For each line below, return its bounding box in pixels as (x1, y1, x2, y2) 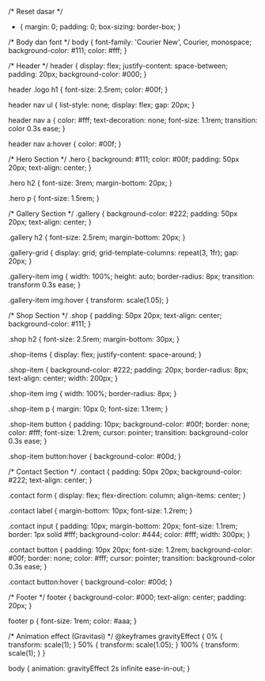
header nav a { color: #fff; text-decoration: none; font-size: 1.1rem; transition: (8, 115, 258, 125)
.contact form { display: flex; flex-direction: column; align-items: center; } (8, 490, 247, 500)
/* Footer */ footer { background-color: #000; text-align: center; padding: (8, 592, 247, 602)
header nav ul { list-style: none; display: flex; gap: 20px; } (8, 100, 195, 109)
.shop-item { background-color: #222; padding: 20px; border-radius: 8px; (8, 365, 249, 374)
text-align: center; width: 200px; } (8, 373, 119, 383)
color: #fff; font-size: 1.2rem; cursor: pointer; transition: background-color (8, 428, 248, 437)
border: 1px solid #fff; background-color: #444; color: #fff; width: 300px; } (8, 530, 251, 539)
